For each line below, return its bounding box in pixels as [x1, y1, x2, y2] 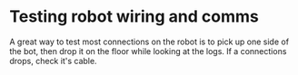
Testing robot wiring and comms [9, 6, 259, 27]
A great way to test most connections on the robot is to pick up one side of [9, 36, 289, 47]
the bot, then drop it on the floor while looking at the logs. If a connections [9, 45, 287, 56]
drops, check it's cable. [9, 55, 97, 66]
